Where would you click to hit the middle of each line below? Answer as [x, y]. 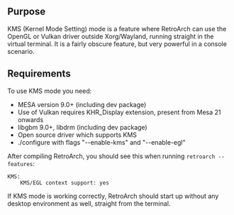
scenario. [21, 51]
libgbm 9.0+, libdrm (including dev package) [82, 127]
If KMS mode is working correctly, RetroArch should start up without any [113, 196]
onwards [30, 119]
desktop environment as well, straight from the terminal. [89, 203]
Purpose [27, 12]
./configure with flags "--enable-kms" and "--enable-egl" [101, 142]
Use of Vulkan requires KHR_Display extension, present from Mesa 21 [119, 112]
